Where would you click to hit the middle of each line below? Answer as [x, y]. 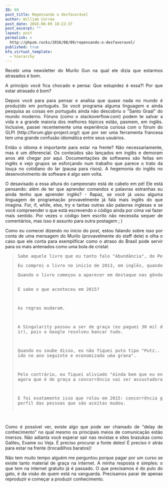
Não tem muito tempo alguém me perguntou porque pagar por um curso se [84, 458]
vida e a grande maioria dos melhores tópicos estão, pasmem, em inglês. [84, 122]
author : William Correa [30, 19]
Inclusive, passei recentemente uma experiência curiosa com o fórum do [84, 127]
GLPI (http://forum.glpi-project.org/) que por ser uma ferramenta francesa [84, 133]
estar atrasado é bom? [28, 91]
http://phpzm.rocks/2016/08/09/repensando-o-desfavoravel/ [72, 43]
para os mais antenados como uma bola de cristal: [57, 247]
